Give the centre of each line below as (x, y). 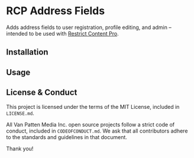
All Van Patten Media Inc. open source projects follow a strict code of (90, 124)
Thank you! (20, 149)
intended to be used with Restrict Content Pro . (63, 33)
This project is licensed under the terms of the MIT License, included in (93, 107)
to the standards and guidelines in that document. (67, 137)
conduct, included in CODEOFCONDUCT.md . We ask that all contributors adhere (97, 131)
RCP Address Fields (56, 11)
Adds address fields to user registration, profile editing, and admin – (89, 27)
